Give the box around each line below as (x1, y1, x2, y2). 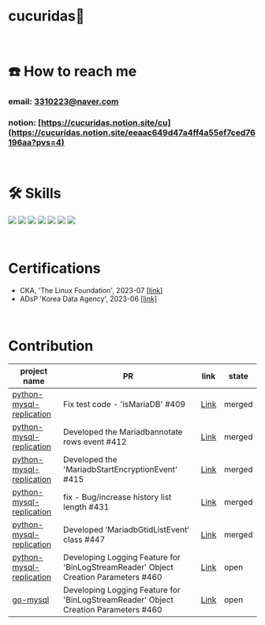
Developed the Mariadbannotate (62, 427, 183, 438)
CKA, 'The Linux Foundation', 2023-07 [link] (19, 286, 163, 296)
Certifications (8, 260, 101, 277)
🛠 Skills (8, 184, 62, 202)
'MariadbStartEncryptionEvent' (62, 464, 178, 475)
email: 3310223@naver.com (8, 96, 119, 107)
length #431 (62, 502, 110, 513)
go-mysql (12, 594, 50, 605)
